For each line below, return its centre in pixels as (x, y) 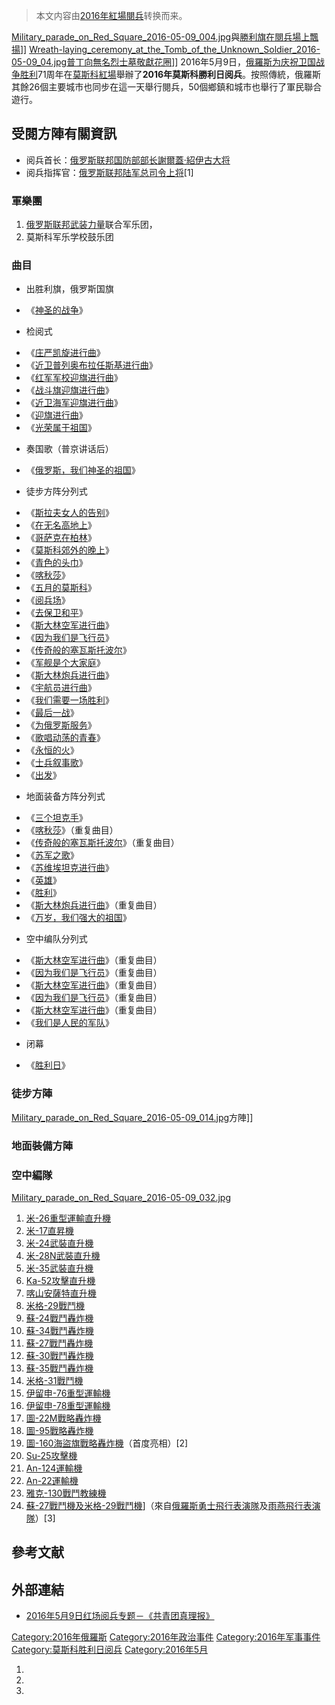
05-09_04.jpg (39, 62)
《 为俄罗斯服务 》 (61, 725)
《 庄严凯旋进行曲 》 (65, 353)
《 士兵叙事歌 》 (56, 763)
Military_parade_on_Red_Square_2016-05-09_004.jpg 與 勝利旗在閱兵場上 (161, 37)
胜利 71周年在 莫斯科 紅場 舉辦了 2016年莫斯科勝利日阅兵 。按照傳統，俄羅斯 (170, 74)
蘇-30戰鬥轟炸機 (59, 1355)
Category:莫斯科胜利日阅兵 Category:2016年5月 (110, 1650)
